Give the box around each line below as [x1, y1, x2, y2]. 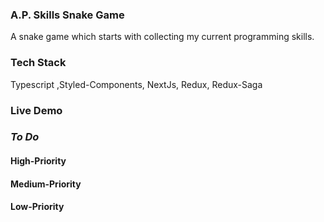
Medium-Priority [10, 178, 82, 190]
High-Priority [10, 155, 67, 167]
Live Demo [10, 103, 63, 117]
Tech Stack [10, 56, 67, 70]
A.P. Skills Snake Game [10, 8, 125, 22]
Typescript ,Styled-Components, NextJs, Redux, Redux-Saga [10, 78, 263, 90]
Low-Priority [10, 201, 65, 213]
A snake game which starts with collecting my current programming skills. [10, 31, 315, 43]
